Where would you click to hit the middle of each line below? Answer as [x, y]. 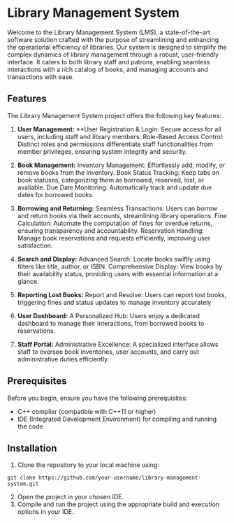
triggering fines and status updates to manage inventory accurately [114, 302]
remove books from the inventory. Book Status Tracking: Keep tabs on [118, 172]
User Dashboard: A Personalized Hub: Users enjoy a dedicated [109, 315]
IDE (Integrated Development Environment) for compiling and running [117, 419]
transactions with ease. [41, 77]
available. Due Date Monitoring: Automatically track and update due [115, 187]
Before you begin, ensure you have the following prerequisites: [97, 398]
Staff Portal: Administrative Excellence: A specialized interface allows [118, 344]
